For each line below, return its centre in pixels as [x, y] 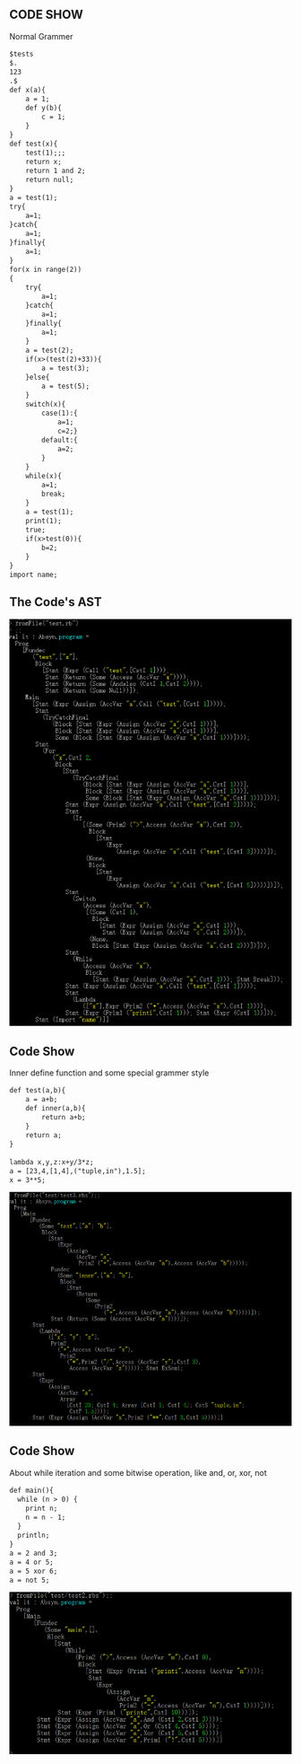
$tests [21, 54]
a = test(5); [66, 386]
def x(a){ [28, 90]
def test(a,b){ [38, 1091]
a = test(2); [50, 350]
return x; [44, 162]
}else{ [38, 377]
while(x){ [44, 476]
